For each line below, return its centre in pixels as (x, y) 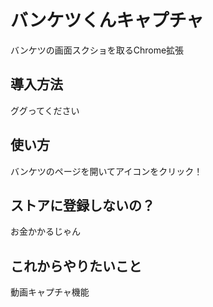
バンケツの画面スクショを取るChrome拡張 (97, 50)
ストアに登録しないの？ (82, 205)
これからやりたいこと (76, 266)
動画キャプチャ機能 (50, 292)
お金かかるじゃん (45, 232)
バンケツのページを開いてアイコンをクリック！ (106, 171)
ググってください (45, 110)
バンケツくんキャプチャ (107, 20)
